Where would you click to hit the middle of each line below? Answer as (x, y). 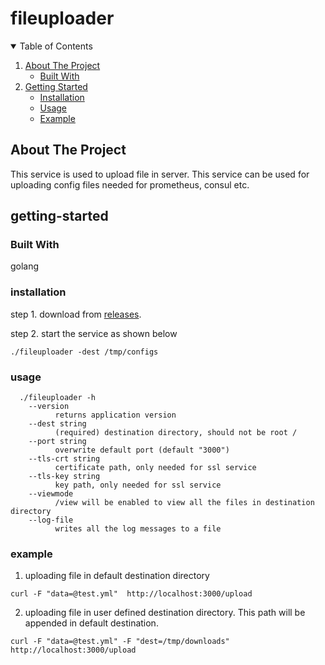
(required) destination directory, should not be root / (176, 433)
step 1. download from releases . (76, 314)
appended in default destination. (91, 623)
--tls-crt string (64, 459)
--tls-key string (64, 477)
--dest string (57, 424)
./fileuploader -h (58, 398)
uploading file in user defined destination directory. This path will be (165, 613)
